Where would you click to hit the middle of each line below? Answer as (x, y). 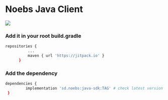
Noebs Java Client (44, 9)
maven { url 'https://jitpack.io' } (66, 56)
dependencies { (21, 84)
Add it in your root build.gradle (43, 36)
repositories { (21, 46)
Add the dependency (31, 73)
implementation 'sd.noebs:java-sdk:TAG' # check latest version (94, 88)
